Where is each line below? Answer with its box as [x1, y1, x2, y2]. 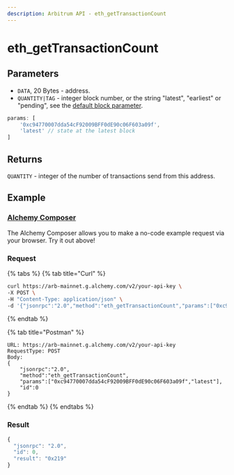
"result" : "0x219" [13, 455, 68, 462]
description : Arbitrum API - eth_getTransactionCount [7, 10, 167, 17]
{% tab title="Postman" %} [7, 328, 85, 336]
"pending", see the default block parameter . [17, 101, 143, 109]
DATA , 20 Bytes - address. [17, 86, 91, 95]
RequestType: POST [7, 348, 61, 355]
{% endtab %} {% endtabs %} [7, 403, 94, 411]
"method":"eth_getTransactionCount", [19, 372, 130, 380]
